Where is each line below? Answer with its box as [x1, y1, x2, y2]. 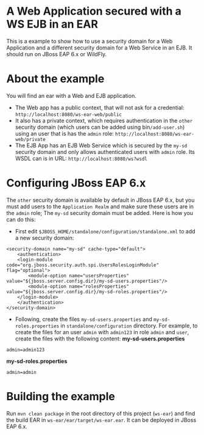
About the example [6, 72, 105, 86]
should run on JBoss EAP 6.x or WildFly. [6, 50, 107, 57]
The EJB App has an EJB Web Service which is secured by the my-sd [15, 142, 188, 149]
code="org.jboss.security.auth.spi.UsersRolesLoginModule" [6, 261, 160, 268]
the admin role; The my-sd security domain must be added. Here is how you [6, 209, 194, 216]
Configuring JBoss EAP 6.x [6, 176, 146, 190]
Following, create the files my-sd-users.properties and [15, 315, 152, 323]
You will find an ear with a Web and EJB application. [6, 92, 137, 99]
